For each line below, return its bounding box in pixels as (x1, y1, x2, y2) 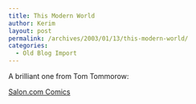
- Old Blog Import (15, 49, 78, 57)
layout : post (8, 27, 52, 35)
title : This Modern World (8, 11, 95, 20)
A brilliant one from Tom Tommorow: (8, 72, 129, 81)
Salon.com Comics (8, 87, 71, 97)
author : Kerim (8, 19, 56, 27)
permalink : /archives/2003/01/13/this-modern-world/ (8, 34, 189, 43)
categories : (8, 42, 48, 50)
